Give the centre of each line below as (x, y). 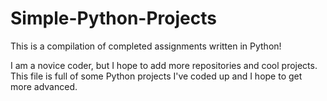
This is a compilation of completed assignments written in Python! (146, 46)
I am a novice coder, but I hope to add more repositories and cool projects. (164, 65)
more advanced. (44, 86)
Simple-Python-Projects (113, 18)
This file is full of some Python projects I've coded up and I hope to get (156, 76)
